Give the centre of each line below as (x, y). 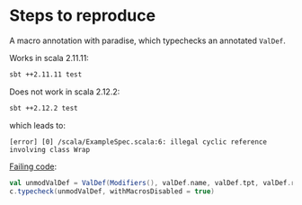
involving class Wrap (50, 149)
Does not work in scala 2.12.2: (65, 92)
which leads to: (37, 125)
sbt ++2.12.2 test (44, 108)
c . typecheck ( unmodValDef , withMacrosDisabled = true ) (112, 191)
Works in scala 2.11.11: (49, 58)
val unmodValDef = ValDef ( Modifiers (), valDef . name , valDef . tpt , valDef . (151, 183)
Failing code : (33, 166)
